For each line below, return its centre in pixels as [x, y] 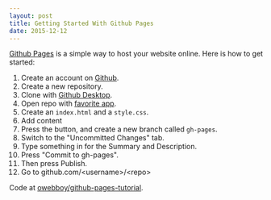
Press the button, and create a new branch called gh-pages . [119, 129]
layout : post [31, 16]
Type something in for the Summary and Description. [108, 147]
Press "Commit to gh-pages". [70, 155]
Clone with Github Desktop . [67, 95]
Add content [42, 121]
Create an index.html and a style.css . [85, 112]
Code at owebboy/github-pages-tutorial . [76, 188]
